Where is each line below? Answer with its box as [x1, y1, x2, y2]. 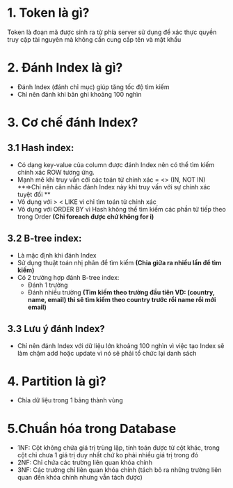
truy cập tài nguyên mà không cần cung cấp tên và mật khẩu [7, 35, 182, 43]
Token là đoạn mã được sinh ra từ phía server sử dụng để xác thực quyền [7, 28, 217, 36]
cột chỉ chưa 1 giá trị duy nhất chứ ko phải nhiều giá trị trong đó [17, 451, 199, 459]
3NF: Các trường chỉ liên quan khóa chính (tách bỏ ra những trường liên [17, 466, 222, 474]
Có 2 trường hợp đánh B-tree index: [17, 273, 120, 281]
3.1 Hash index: [7, 142, 74, 154]
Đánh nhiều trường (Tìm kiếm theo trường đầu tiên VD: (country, [27, 288, 215, 297]
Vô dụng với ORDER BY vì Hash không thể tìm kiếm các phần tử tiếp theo [17, 205, 226, 213]
